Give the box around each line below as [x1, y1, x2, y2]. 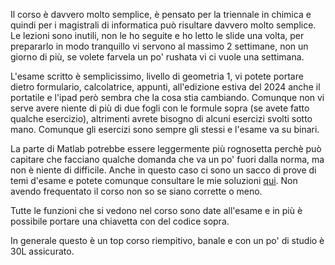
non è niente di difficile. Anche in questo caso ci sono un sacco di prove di [10, 164, 317, 176]
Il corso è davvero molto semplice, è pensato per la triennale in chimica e [10, 9, 312, 20]
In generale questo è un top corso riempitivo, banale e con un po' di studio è [10, 235, 325, 246]
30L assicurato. [10, 245, 75, 257]
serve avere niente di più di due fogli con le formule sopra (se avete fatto [10, 102, 310, 114]
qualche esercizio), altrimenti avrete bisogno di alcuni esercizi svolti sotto [10, 113, 313, 124]
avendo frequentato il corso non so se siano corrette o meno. [10, 185, 263, 197]
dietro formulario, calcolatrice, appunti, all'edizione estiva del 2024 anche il [10, 81, 321, 93]
